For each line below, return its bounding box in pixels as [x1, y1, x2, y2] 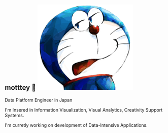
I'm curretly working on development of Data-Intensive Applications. [5, 122, 148, 128]
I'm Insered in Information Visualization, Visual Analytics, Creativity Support [5, 107, 163, 113]
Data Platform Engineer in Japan [5, 97, 73, 103]
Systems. [5, 112, 24, 118]
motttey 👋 [5, 84, 36, 92]
